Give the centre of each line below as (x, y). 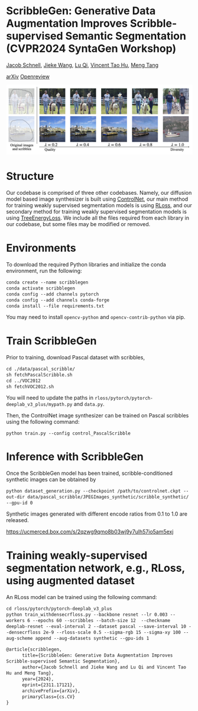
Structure (30, 176)
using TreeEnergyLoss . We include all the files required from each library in (98, 218)
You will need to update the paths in (50, 397)
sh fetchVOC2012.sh (30, 387)
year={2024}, (38, 679)
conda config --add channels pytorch (53, 294)
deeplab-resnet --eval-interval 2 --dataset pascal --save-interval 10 (96, 626)
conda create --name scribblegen (47, 282)
